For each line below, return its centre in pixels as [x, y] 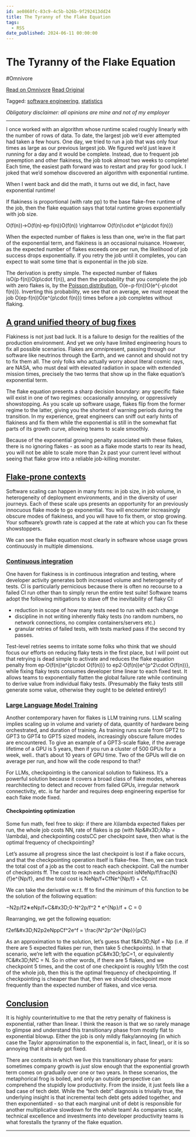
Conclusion [27, 1003]
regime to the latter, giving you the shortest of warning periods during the [94, 410]
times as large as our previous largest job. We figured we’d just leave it [91, 148]
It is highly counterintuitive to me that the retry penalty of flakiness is [89, 1018]
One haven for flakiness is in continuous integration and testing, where [91, 573]
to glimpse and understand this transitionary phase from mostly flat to [90, 1030]
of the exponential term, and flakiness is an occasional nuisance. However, [96, 243]
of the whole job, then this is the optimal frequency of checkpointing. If [91, 973]
